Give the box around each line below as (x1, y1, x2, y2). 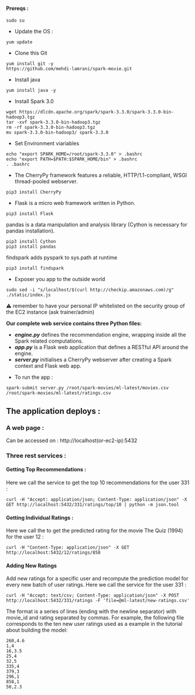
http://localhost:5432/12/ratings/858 (6, 550, 101, 556)
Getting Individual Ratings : (6, 514, 74, 521)
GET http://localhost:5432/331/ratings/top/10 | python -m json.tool (6, 502, 180, 508)
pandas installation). (6, 227, 55, 234)
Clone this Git (14, 50, 48, 57)
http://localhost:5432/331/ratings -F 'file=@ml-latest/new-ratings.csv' (6, 598, 190, 604)
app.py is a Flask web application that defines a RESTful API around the (14, 344, 189, 351)
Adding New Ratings (6, 562, 57, 569)
